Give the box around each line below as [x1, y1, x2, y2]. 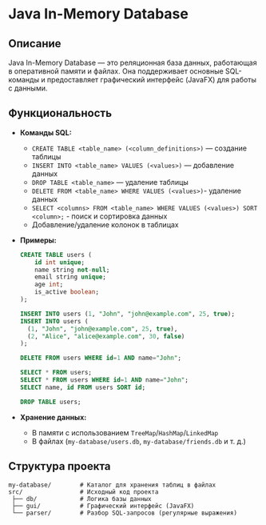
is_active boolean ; [34, 288, 100, 296]
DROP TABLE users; [19, 398, 81, 406]
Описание [8, 37, 62, 50]
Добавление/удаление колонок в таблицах [31, 219, 179, 229]
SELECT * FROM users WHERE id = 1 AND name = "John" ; [19, 376, 189, 384]
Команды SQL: [19, 127, 72, 137]
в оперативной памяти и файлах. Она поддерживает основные [8, 66, 224, 76]
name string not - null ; [34, 266, 110, 274]
